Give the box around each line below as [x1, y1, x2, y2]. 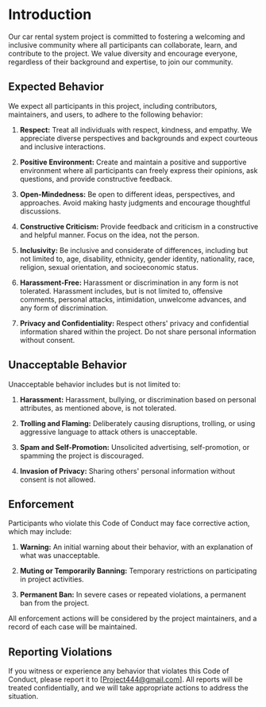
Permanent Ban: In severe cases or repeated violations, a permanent [19, 590, 246, 600]
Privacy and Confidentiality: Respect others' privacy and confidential [19, 318, 249, 328]
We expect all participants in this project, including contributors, [8, 101, 218, 110]
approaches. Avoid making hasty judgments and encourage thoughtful [19, 198, 251, 207]
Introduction [8, 6, 92, 24]
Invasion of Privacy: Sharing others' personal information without [19, 466, 236, 475]
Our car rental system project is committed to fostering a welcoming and [8, 32, 245, 41]
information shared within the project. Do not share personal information [19, 327, 256, 336]
